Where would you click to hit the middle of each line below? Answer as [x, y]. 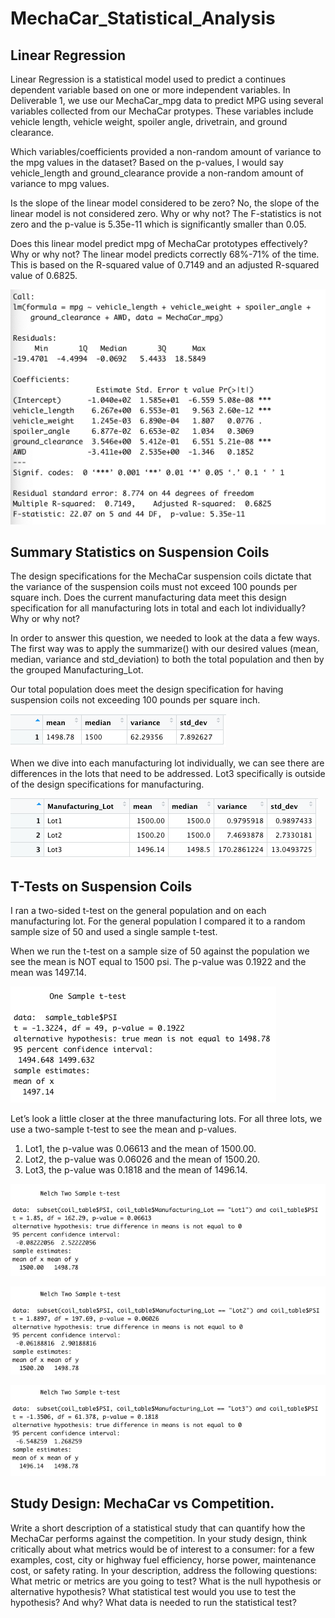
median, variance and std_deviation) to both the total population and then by [167, 659]
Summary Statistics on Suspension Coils [140, 552]
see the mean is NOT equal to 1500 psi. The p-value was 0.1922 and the [158, 962]
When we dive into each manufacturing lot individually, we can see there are [167, 763]
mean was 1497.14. [48, 973]
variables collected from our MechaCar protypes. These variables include [162, 111]
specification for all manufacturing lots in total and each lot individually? [158, 608]
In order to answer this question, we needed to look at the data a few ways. [165, 638]
